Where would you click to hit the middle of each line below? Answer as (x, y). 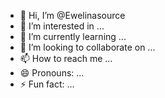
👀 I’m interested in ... (62, 26)
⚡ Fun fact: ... (47, 84)
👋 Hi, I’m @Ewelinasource (72, 15)
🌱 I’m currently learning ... (73, 36)
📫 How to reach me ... (66, 58)
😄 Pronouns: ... (52, 73)
